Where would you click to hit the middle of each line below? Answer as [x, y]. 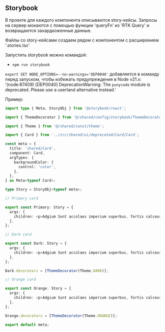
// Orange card [21, 280]
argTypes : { [22, 157]
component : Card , [27, 153]
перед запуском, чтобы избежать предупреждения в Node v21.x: [73, 79]
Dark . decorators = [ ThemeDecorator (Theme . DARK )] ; [57, 271]
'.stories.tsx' [17, 45]
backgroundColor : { [34, 162]
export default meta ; [27, 325]
